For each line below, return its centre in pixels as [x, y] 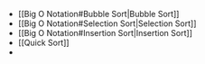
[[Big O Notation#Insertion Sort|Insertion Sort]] [105, 33]
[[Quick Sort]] [43, 42]
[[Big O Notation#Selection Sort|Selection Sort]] [107, 23]
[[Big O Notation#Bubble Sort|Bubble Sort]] [98, 14]
